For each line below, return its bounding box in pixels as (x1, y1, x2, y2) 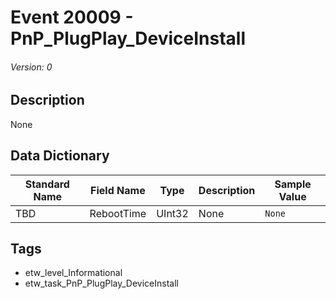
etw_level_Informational (24, 267, 123, 279)
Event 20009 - (10, 6, 134, 29)
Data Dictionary (10, 147, 110, 165)
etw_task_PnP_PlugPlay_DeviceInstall (24, 277, 179, 290)
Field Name (90, 183, 146, 197)
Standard (24, 177, 70, 191)
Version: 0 (10, 61, 53, 73)
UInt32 (156, 206, 189, 220)
